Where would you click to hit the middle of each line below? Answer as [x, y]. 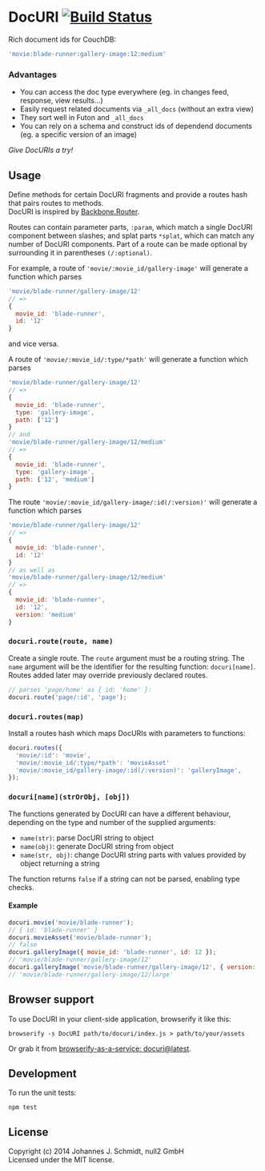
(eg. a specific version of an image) [78, 135]
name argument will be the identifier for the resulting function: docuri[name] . [132, 666]
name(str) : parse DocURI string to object [87, 838]
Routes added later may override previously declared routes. [108, 675]
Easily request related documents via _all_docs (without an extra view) [137, 109]
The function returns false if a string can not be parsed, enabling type [124, 879]
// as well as [32, 570]
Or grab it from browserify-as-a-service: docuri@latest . [100, 1048]
